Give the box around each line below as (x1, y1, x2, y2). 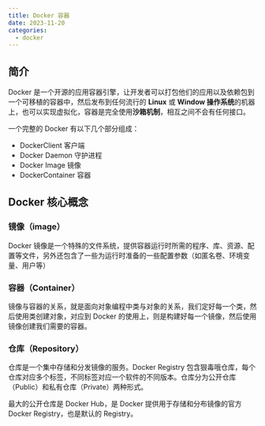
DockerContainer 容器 (19, 171, 91, 180)
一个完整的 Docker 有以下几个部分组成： (8, 124, 140, 134)
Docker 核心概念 (8, 195, 89, 209)
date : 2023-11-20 (8, 19, 65, 27)
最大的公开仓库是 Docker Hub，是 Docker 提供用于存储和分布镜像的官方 (8, 399, 242, 409)
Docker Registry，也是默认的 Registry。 (8, 409, 138, 419)
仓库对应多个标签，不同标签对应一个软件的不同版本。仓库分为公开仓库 (8, 372, 237, 382)
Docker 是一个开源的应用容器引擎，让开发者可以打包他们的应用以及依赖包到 (8, 88, 255, 97)
